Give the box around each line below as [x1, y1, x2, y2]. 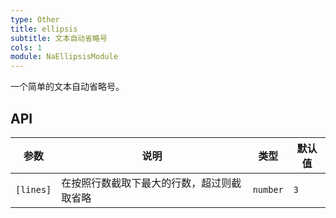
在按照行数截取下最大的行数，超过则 [61, 176, 232, 190]
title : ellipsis [10, 24, 78, 34]
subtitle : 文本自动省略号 [10, 33, 108, 43]
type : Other [10, 14, 60, 25]
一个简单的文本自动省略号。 [10, 81, 125, 93]
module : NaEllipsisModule [10, 52, 118, 62]
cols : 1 [10, 42, 43, 53]
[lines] [15, 184, 52, 195]
